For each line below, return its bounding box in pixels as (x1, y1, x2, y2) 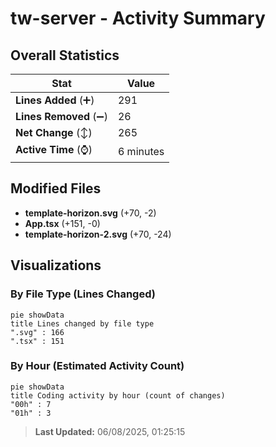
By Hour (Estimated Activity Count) (10, 359, 185, 373)
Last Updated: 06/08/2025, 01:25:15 (34, 425, 186, 437)
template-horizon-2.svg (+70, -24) (24, 228, 172, 240)
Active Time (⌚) (15, 143, 93, 156)
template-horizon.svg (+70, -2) (24, 207, 157, 219)
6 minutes (117, 144, 165, 158)
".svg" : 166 (10, 327, 65, 337)
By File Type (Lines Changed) (10, 287, 156, 301)
